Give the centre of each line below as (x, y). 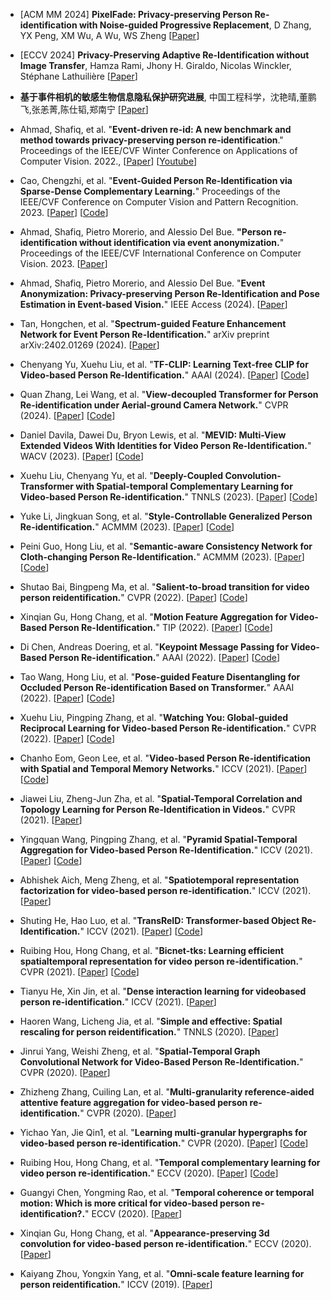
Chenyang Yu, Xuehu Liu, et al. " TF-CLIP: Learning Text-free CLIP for (164, 364)
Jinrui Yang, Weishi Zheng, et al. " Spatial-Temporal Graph (140, 1051)
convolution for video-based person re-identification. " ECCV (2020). (165, 1243)
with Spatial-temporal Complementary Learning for (184, 486)
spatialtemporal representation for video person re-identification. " (161, 961)
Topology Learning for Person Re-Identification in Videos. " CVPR (157, 809)
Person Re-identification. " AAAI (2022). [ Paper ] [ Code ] (164, 657)
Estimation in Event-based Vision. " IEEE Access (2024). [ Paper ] (153, 304)
